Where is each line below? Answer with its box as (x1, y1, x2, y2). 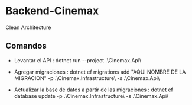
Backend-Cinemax (5, 4, 99, 18)
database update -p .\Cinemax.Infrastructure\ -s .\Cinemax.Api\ (14, 92, 169, 99)
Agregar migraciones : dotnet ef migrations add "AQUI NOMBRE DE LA (14, 68, 186, 75)
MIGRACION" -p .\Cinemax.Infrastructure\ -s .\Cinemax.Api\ (14, 74, 160, 81)
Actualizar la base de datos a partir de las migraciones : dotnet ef (14, 86, 174, 93)
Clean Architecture (5, 24, 51, 31)
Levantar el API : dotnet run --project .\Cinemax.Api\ (14, 56, 142, 63)
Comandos (5, 41, 47, 51)
